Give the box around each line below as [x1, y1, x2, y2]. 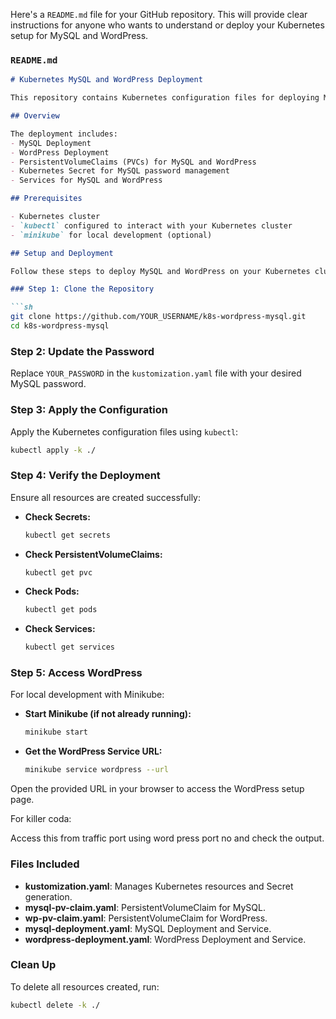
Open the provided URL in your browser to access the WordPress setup [10, 783, 305, 795]
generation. [24, 890, 73, 903]
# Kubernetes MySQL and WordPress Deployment [10, 75, 203, 85]
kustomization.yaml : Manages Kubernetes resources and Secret [24, 880, 294, 892]
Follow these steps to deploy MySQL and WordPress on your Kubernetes [10, 266, 311, 276]
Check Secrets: [24, 510, 91, 523]
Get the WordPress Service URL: [24, 745, 163, 758]
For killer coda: [10, 813, 72, 825]
